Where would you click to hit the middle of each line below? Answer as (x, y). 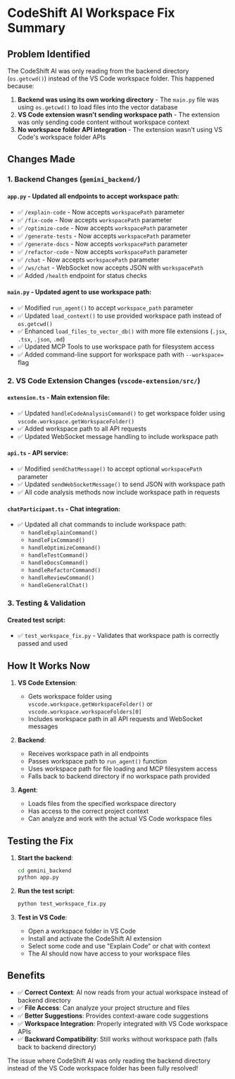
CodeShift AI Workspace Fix (91, 13)
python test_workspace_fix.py (62, 904)
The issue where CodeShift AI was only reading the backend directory (109, 1061)
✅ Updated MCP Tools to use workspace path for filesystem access (116, 346)
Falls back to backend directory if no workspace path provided (119, 776)
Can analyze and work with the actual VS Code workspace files (120, 819)
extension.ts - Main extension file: (59, 397)
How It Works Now (49, 666)
